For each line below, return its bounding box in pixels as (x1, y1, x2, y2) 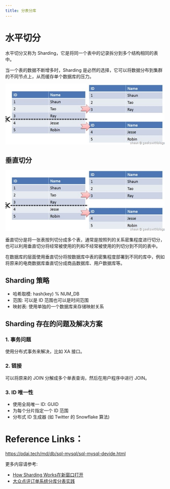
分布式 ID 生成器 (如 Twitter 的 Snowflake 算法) (12, 414, 110, 420)
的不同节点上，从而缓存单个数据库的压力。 (5, 73, 94, 79)
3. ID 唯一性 (5, 389, 34, 396)
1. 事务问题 (5, 336, 31, 343)
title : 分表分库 (5, 8, 36, 13)
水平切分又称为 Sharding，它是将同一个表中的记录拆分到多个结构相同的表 (5, 50, 158, 56)
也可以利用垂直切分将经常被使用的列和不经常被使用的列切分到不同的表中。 (5, 243, 160, 249)
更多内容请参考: (5, 461, 38, 467)
